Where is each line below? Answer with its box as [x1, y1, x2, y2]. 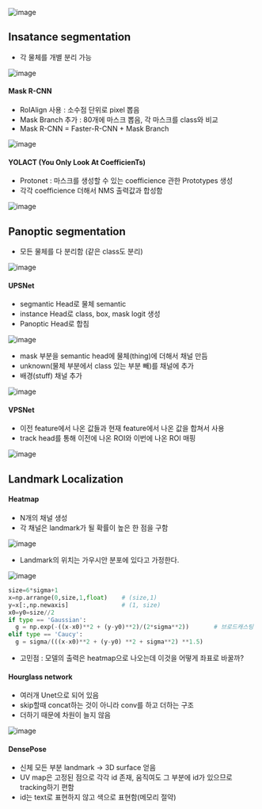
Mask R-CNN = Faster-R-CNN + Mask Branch [19, 124, 169, 134]
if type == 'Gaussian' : [8, 616, 87, 624]
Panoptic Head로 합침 [19, 319, 89, 329]
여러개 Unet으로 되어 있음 [19, 690, 99, 700]
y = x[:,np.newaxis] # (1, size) [8, 601, 161, 609]
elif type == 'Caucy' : [8, 631, 83, 639]
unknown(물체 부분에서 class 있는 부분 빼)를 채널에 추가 [19, 361, 194, 371]
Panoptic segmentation [8, 224, 127, 238]
